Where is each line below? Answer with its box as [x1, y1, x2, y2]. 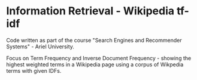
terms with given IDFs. [6, 67, 62, 74]
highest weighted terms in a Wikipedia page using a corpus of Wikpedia [6, 61, 184, 68]
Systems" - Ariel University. [6, 43, 75, 50]
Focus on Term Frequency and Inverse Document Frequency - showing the [6, 54, 192, 61]
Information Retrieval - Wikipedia [6, 4, 175, 18]
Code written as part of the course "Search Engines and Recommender [6, 36, 182, 44]
